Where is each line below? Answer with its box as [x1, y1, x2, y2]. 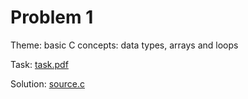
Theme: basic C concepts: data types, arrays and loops [10, 39, 239, 51]
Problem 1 [10, 6, 94, 29]
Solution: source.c [10, 77, 85, 90]
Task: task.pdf [10, 58, 69, 70]
